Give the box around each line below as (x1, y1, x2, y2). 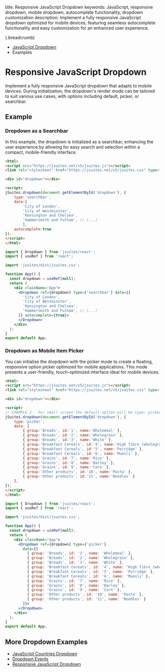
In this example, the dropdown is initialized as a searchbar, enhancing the (5, 139, 154, 145)
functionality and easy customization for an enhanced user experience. (5, 25, 149, 31)
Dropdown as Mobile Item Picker (5, 347, 84, 354)
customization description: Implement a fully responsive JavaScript (5, 15, 141, 20)
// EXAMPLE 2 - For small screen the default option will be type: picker (5, 410, 162, 415)
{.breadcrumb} (5, 34, 35, 40)
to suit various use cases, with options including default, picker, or (5, 93, 139, 99)
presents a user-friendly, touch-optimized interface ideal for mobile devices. (5, 369, 160, 375)
